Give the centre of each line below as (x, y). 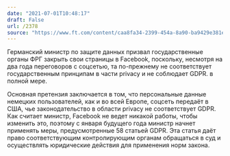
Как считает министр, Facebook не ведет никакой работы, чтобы (102, 116)
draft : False (26, 20)
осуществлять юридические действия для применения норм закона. (108, 145)
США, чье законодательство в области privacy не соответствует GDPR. (112, 109)
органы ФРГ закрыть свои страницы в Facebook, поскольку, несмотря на (115, 60)
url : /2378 (23, 26)
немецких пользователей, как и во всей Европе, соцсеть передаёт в (108, 102)
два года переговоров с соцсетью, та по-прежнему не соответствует (110, 66)
